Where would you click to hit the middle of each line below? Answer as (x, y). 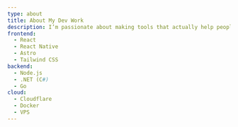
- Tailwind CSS (36, 60)
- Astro (25, 54)
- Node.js (28, 73)
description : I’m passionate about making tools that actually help (110, 27)
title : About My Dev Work (45, 20)
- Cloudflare (33, 99)
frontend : (22, 34)
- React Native (36, 47)
